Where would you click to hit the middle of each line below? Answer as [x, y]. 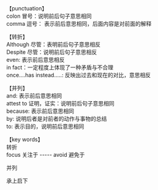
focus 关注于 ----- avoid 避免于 [46, 155]
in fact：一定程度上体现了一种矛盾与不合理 [60, 67]
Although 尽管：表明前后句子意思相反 [54, 44]
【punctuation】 [27, 8]
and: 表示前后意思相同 [34, 96]
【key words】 [25, 139]
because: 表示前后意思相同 [40, 111]
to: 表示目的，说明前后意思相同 [45, 126]
